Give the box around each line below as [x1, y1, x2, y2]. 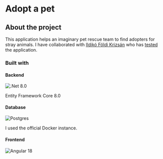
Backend [5, 72, 24, 78]
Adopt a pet [5, 3, 55, 15]
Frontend [5, 136, 25, 142]
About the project [5, 23, 62, 32]
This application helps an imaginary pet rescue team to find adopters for [5, 36, 155, 42]
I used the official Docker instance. [5, 125, 77, 131]
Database [5, 104, 26, 110]
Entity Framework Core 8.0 [5, 93, 61, 99]
